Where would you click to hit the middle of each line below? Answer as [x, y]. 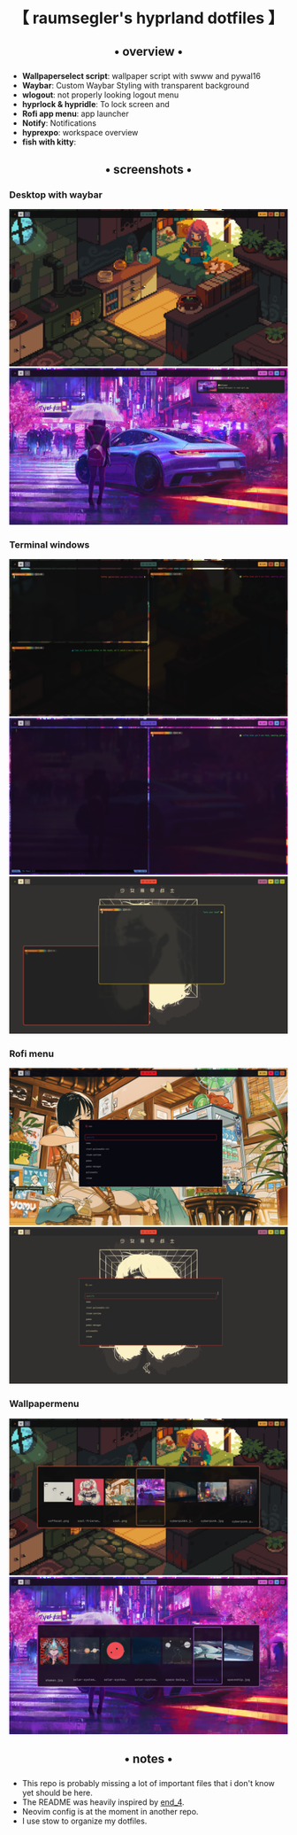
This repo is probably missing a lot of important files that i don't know [148, 1783]
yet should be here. [57, 1792]
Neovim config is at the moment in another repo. [110, 1811]
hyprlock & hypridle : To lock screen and [95, 104]
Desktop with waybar [56, 194]
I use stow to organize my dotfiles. [84, 1821]
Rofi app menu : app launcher [76, 113]
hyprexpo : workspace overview [80, 132]
